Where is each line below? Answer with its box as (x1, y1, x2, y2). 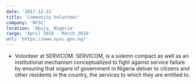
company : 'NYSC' (6, 20, 46, 25)
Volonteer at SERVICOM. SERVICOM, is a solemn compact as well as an (14, 53, 189, 59)
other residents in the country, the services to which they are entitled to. (14, 72, 191, 78)
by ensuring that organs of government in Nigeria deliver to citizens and (14, 65, 190, 72)
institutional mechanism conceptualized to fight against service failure (14, 59, 185, 66)
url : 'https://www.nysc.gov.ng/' (6, 36, 89, 42)
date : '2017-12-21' (6, 8, 54, 15)
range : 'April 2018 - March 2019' (6, 31, 92, 37)
